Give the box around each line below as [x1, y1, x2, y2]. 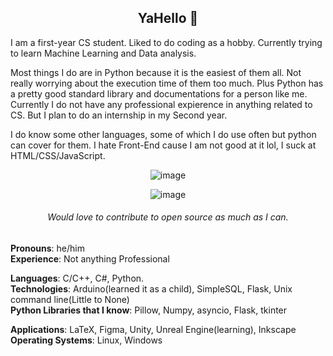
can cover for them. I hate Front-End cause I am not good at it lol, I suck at [10, 139, 317, 151]
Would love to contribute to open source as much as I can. [47, 211, 289, 223]
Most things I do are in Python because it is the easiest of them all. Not [10, 66, 302, 78]
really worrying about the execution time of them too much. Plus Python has [10, 77, 324, 89]
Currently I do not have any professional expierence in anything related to [10, 98, 313, 110]
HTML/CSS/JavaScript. [10, 149, 106, 161]
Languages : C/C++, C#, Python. [10, 272, 145, 285]
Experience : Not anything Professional [10, 253, 170, 265]
